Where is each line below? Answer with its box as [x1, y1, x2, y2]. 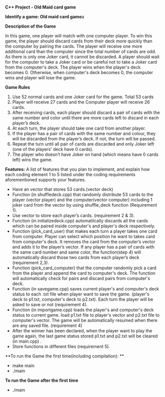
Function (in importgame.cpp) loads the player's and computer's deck [12, 307, 154, 313]
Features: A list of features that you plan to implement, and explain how [5, 166, 150, 172]
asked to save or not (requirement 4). [12, 302, 88, 307]
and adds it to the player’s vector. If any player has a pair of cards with [12, 244, 155, 250]
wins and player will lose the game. [5, 75, 76, 80]
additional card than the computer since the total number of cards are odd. [5, 49, 156, 54]
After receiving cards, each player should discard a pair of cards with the [12, 109, 160, 115]
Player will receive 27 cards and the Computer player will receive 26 [12, 99, 150, 105]
